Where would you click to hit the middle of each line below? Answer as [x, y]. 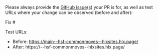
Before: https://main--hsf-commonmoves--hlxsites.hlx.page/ [75, 41]
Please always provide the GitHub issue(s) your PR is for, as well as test [79, 7]
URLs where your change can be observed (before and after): [69, 12]
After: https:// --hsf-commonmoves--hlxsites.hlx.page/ [69, 47]
